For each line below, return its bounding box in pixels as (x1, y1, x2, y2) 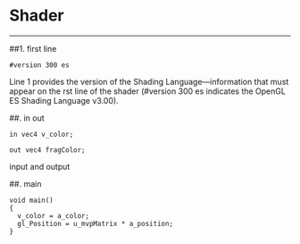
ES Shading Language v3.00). (9, 95, 119, 105)
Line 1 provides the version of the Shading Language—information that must (9, 76, 289, 87)
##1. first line (9, 43, 57, 54)
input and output (9, 161, 71, 172)
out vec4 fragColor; (9, 145, 87, 155)
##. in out (9, 113, 45, 123)
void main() (9, 196, 54, 205)
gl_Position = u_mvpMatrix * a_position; (17, 219, 174, 228)
